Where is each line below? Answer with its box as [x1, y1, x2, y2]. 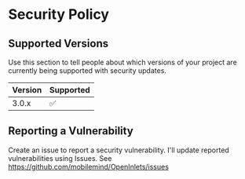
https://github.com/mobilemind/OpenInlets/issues [8, 162, 169, 171]
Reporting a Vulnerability [8, 124, 133, 138]
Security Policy [8, 5, 110, 24]
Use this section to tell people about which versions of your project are [8, 57, 237, 67]
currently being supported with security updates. [8, 66, 167, 75]
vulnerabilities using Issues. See [8, 153, 112, 163]
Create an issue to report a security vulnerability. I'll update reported [8, 145, 229, 155]
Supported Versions [8, 37, 108, 50]
